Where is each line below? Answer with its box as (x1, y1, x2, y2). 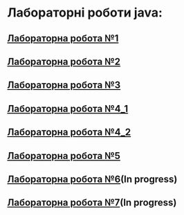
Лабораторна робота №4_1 (7, 102, 129, 115)
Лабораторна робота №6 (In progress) (7, 173, 178, 185)
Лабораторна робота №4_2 (7, 127, 131, 138)
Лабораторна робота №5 (7, 150, 121, 162)
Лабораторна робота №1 (7, 32, 119, 44)
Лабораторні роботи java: (7, 5, 163, 21)
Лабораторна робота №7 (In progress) (7, 197, 177, 209)
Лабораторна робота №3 (7, 80, 121, 91)
